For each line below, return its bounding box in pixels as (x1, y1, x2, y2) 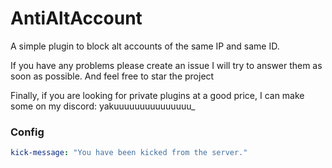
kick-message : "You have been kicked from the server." (10, 148, 248, 158)
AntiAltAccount (10, 7, 143, 30)
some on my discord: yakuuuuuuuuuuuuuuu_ (10, 100, 196, 112)
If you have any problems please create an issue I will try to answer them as (10, 59, 323, 71)
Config (10, 125, 45, 139)
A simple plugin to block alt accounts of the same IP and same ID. (10, 40, 280, 52)
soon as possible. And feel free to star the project (10, 70, 215, 82)
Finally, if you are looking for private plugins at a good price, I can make (10, 89, 305, 101)
